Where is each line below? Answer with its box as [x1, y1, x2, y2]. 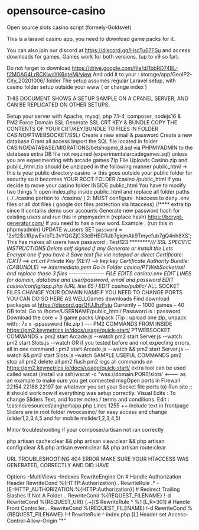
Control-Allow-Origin [6, 517, 58, 524]
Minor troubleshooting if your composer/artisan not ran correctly [6, 426, 164, 433]
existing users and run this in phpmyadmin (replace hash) [6, 213, 146, 220]
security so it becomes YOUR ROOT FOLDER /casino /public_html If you [6, 175, 182, 182]
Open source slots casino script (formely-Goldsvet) [6, 24, 132, 31]
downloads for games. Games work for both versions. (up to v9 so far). [6, 53, 180, 60]
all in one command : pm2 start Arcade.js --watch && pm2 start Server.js [6, 345, 184, 352]
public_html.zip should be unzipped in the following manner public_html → [6, 163, 188, 170]
